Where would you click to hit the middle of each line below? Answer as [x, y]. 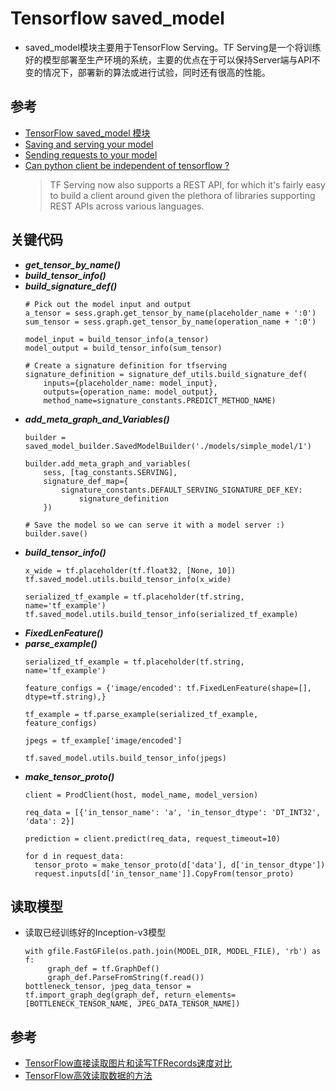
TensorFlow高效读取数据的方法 [88, 1076]
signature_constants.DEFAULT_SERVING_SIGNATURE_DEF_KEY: [182, 490]
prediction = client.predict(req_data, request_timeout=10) [152, 838]
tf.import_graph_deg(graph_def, [92, 995]
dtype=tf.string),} [65, 697]
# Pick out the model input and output [108, 304]
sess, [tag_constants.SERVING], [110, 472]
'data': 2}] [49, 821]
